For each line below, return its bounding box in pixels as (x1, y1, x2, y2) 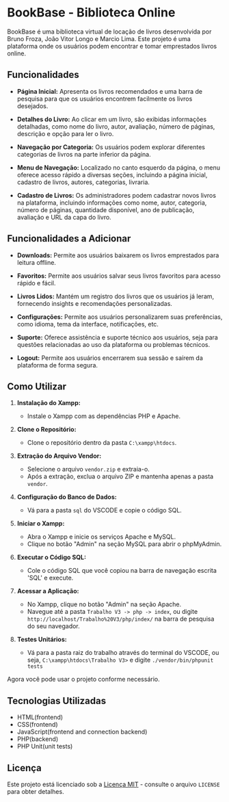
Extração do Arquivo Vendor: (16, 452, 102, 460)
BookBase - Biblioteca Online (7, 5, 176, 21)
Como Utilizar (7, 380, 67, 392)
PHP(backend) (16, 735, 59, 743)
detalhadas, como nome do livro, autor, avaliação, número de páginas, (16, 122, 215, 131)
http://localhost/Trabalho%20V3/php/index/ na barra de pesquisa (27, 615, 215, 623)
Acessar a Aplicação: (16, 587, 79, 595)
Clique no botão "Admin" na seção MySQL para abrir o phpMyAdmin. (27, 540, 222, 548)
